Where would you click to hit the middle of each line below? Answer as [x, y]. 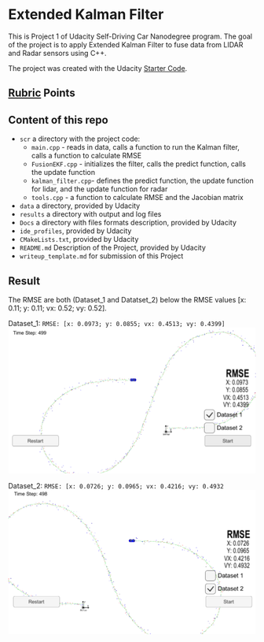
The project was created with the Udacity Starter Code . [98, 68]
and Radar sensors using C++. [57, 53]
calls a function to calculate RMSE [86, 156]
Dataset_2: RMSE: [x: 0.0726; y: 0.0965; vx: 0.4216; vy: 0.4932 [116, 485]
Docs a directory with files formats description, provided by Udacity [128, 223]
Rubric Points [42, 93]
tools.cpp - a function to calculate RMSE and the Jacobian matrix [137, 198]
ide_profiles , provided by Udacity [75, 231]
